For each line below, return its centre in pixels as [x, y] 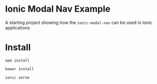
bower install [20, 69]
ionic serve [17, 77]
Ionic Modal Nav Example [58, 9]
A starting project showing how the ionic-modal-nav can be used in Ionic [79, 22]
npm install [17, 60]
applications [17, 27]
